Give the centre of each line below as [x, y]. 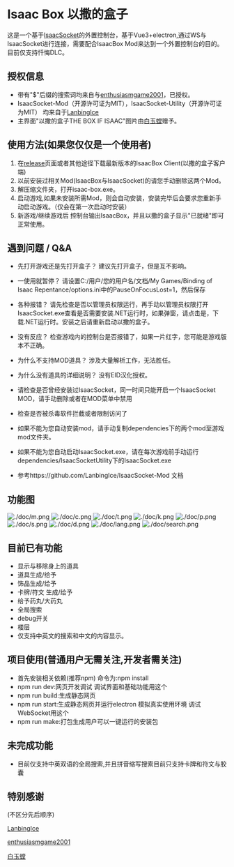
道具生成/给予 [37, 575]
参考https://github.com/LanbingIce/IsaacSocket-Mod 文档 [100, 476]
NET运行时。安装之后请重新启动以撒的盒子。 [89, 322]
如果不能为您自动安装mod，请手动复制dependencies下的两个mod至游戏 [120, 428]
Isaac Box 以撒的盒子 [68, 14]
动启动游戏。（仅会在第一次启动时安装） [74, 206]
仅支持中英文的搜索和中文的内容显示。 [72, 636]
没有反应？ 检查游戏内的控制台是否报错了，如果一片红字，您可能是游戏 [119, 337]
